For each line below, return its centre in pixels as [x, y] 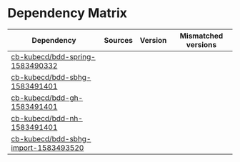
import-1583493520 [47, 148]
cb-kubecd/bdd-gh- [47, 98]
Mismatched [201, 36]
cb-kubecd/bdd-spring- [54, 56]
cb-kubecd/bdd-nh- [47, 118]
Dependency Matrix [67, 13]
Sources [119, 40]
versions [201, 44]
